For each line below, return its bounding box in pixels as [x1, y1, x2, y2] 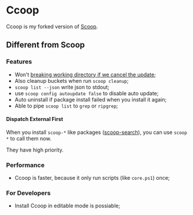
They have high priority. [6, 146, 64, 153]
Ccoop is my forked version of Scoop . [6, 23, 98, 30]
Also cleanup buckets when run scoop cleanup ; [14, 77, 129, 84]
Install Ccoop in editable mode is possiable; [14, 202, 121, 209]
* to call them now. [6, 135, 52, 142]
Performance [6, 161, 45, 169]
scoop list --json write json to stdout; [14, 83, 110, 90]
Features [6, 58, 32, 66]
